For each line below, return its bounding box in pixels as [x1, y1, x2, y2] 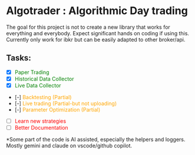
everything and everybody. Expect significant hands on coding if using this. [6, 29, 190, 36]
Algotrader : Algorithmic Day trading [6, 4, 189, 18]
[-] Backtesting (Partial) [14, 93, 72, 100]
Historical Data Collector [14, 75, 75, 82]
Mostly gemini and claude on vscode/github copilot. [6, 142, 133, 149]
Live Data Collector [14, 82, 61, 89]
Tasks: [6, 53, 31, 63]
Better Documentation [14, 124, 69, 131]
